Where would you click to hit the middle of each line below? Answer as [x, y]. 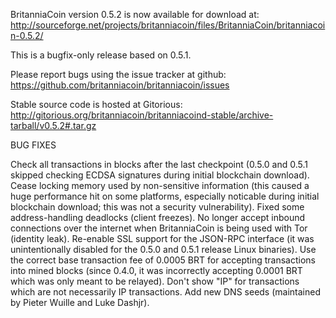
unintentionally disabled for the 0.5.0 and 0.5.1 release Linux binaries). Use [163, 249]
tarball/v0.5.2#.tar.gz [53, 125]
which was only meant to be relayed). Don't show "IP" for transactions [155, 281]
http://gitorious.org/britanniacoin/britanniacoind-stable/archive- [142, 115]
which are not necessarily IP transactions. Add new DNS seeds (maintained [165, 292]
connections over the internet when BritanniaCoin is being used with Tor [159, 228]
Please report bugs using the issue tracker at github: [118, 74]
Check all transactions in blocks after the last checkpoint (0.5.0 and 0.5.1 [159, 164]
